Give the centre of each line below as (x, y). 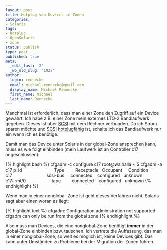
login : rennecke (27, 80)
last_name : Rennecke (31, 99)
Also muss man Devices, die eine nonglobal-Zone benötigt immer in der (79, 226)
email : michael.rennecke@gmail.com (47, 85)
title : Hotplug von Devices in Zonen (45, 15)
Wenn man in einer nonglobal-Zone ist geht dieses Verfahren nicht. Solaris (82, 196)
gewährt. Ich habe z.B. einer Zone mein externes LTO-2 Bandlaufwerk (77, 118)
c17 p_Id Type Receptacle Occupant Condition (77, 170)
